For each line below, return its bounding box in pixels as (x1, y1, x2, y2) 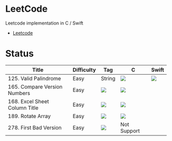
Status (5, 48, 34, 59)
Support (120, 127, 140, 134)
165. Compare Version (8, 83, 63, 90)
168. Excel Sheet (8, 98, 49, 105)
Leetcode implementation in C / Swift (5, 20, 83, 26)
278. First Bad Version (8, 124, 62, 131)
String (100, 75, 116, 82)
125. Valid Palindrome (8, 75, 61, 82)
